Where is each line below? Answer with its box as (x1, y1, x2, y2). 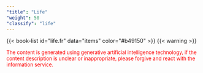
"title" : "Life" (6, 9, 48, 15)
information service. (6, 61, 54, 68)
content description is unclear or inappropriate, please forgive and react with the (6, 55, 196, 62)
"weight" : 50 (6, 15, 40, 21)
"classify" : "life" (6, 20, 56, 26)
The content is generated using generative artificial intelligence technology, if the (6, 49, 197, 56)
